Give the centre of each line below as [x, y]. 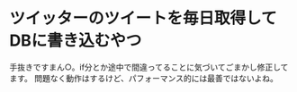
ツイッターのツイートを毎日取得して [143, 18]
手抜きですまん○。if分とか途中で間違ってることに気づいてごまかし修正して [149, 67]
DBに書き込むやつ [76, 41]
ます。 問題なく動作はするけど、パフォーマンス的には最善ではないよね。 [144, 78]
